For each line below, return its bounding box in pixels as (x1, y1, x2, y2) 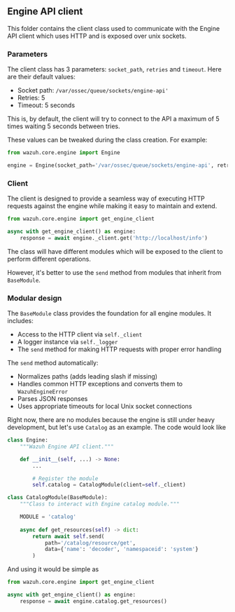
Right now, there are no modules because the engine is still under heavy (7, 416, 215, 424)
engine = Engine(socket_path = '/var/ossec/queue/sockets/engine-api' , (7, 161, 215, 169)
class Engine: (7, 437, 49, 444)
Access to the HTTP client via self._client (17, 330, 143, 339)
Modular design (7, 293, 62, 303)
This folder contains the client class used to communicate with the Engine (7, 24, 220, 32)
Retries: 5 (17, 94, 45, 102)
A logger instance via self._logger (17, 338, 118, 346)
